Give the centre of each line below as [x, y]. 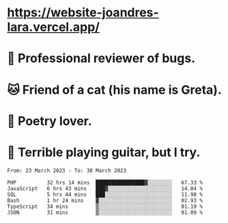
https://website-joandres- [83, 13]
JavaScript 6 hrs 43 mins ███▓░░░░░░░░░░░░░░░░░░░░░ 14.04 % [105, 188]
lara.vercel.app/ [54, 27]
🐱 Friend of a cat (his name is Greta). [114, 90]
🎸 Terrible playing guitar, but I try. [104, 152]
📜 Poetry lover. [49, 121]
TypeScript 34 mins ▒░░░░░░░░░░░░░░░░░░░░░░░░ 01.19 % [105, 207]
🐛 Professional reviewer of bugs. [101, 58]
